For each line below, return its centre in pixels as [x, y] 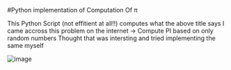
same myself [25, 45]
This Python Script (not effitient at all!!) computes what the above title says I [116, 23]
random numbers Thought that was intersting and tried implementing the [111, 38]
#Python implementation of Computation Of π [72, 10]
